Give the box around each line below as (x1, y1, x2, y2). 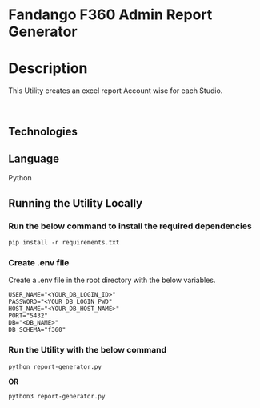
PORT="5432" (8, 312, 48, 320)
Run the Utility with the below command (8, 345, 167, 356)
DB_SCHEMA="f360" (8, 326, 66, 334)
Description (8, 59, 88, 78)
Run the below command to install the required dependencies (8, 220, 252, 232)
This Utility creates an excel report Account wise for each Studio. (8, 86, 223, 95)
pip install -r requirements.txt (8, 239, 120, 247)
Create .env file (8, 257, 70, 268)
